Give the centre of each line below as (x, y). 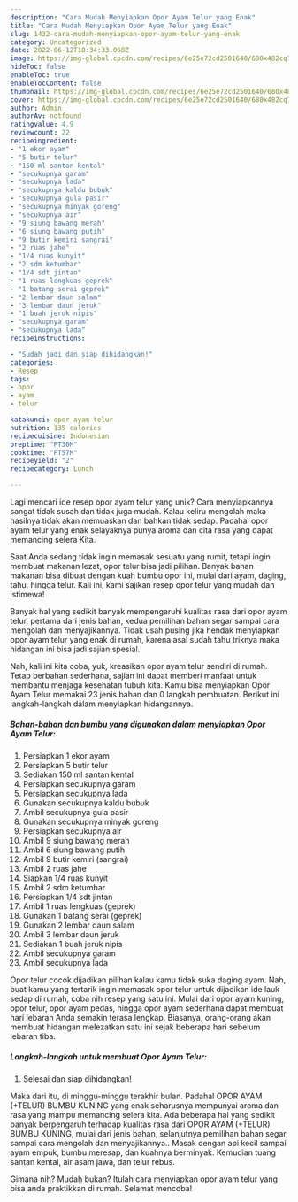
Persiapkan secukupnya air (72, 831)
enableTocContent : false (56, 83)
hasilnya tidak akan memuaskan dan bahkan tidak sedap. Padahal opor (139, 520)
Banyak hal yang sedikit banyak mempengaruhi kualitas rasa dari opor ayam (149, 611)
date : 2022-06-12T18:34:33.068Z (69, 50)
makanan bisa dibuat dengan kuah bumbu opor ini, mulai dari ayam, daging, (148, 575)
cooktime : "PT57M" (44, 452)
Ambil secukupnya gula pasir (76, 812)
